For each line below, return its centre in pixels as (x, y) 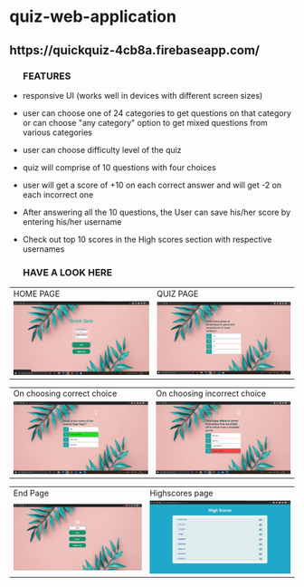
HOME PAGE (37, 293)
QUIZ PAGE (178, 293)
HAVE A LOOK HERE (67, 272)
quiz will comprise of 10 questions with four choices (119, 167)
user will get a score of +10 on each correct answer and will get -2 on (152, 185)
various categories (57, 132)
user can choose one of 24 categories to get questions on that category (157, 113)
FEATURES (47, 76)
